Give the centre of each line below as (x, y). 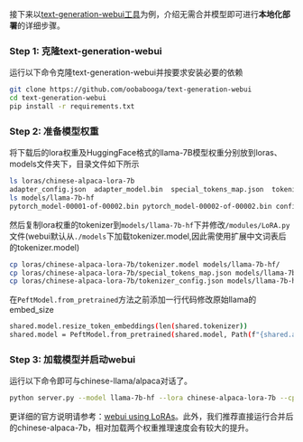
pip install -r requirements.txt (72, 107)
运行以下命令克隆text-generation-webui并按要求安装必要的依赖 (126, 72)
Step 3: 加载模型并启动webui (73, 360)
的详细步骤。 (41, 25)
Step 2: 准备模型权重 (54, 131)
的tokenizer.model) (45, 247)
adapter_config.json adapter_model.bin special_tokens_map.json (137, 190)
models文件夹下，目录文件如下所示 (74, 164)
